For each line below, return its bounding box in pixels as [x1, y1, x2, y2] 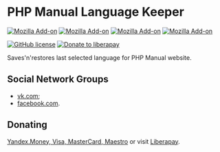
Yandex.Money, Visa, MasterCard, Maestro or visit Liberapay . [7, 137, 180, 145]
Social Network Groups [7, 74, 109, 85]
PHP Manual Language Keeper [7, 4, 184, 20]
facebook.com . [16, 99, 60, 107]
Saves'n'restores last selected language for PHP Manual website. [7, 53, 192, 62]
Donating [7, 119, 48, 131]
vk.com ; [16, 91, 41, 100]
